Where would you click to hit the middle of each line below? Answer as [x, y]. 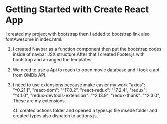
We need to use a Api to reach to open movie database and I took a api [86, 70]
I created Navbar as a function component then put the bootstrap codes [87, 49]
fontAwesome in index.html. [34, 39]
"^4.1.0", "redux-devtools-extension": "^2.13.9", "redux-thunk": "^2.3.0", [87, 95]
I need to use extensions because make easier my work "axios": [79, 85]
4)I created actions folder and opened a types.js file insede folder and [85, 110]
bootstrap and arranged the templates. [53, 59]
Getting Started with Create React [77, 9]
